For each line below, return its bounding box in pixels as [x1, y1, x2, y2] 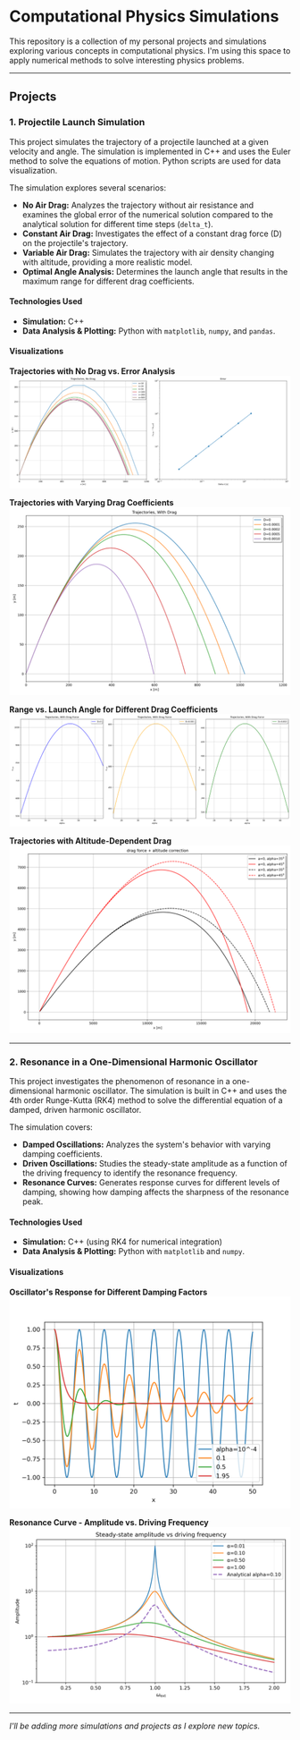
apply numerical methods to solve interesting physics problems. [9, 55, 245, 65]
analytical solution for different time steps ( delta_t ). [21, 218, 214, 229]
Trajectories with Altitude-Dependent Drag [9, 836, 172, 846]
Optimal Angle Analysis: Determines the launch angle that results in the [21, 266, 288, 276]
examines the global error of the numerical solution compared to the [21, 208, 274, 220]
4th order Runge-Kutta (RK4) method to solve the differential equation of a [9, 1095, 283, 1106]
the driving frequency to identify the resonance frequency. [21, 1167, 238, 1178]
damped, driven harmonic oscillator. [9, 1105, 142, 1116]
